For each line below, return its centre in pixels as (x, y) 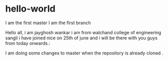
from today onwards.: (28, 43)
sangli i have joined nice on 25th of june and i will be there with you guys (81, 38)
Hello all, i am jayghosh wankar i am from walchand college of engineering (83, 32)
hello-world (31, 9)
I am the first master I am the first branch (48, 23)
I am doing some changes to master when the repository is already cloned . (85, 53)
